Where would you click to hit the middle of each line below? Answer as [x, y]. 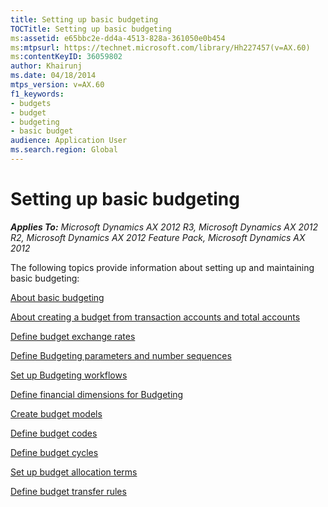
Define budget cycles [54, 452]
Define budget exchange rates [73, 336]
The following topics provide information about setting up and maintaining [162, 267]
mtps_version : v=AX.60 [57, 85]
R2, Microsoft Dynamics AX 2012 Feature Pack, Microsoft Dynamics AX [158, 237]
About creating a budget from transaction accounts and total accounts [155, 317]
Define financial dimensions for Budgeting [97, 394]
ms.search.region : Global [64, 150]
